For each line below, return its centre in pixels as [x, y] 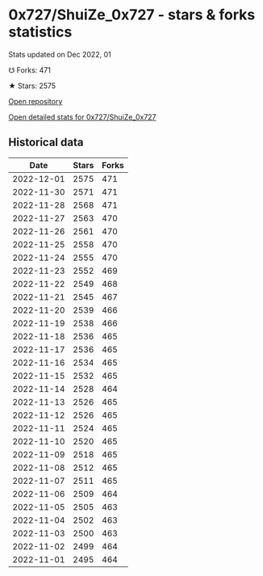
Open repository [35, 101]
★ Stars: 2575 [32, 86]
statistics [40, 32]
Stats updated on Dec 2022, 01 [60, 54]
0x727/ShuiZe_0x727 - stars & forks [132, 15]
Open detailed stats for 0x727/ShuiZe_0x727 [82, 117]
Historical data [46, 143]
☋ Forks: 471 [29, 69]
